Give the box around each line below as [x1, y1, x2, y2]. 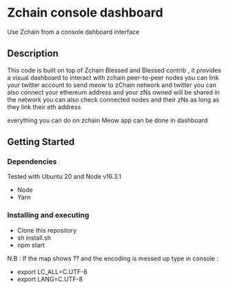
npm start [17, 240, 45, 249]
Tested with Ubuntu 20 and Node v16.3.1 [7, 173, 122, 181]
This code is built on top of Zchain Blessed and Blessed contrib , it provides [7, 66, 222, 74]
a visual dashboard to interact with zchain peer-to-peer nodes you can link [7, 73, 219, 81]
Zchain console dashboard [7, 5, 163, 21]
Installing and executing [7, 211, 90, 220]
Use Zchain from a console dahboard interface [7, 28, 140, 36]
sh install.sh [17, 233, 52, 242]
